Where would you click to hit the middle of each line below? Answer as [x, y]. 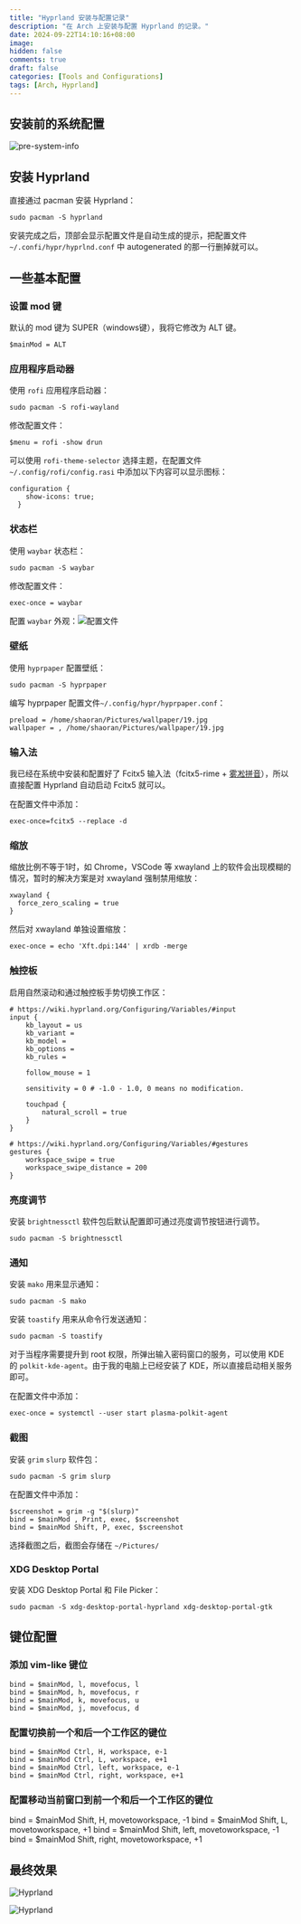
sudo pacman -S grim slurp [60, 1476]
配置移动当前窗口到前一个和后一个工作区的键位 [111, 1799]
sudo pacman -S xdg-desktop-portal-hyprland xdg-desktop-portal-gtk [141, 1606]
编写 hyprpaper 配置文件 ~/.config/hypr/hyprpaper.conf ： [118, 703]
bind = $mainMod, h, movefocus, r [75, 1692]
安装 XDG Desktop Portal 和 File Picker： [85, 1589]
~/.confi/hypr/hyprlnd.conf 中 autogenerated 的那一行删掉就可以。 [136, 247]
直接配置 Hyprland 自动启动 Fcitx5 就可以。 [89, 785]
